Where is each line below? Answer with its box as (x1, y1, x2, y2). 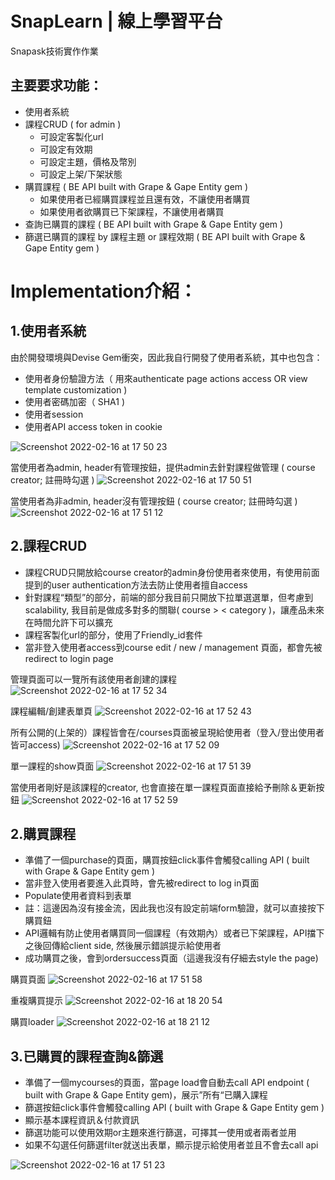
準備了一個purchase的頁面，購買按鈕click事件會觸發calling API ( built (24, 854, 310, 866)
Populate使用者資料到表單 (24, 890, 132, 902)
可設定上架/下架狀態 (39, 168, 123, 180)
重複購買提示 (10, 995, 63, 1007)
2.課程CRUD (10, 538, 88, 555)
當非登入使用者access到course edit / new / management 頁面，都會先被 (24, 641, 323, 653)
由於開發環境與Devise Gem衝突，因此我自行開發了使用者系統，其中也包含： (10, 351, 323, 363)
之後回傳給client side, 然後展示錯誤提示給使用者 (24, 940, 222, 952)
